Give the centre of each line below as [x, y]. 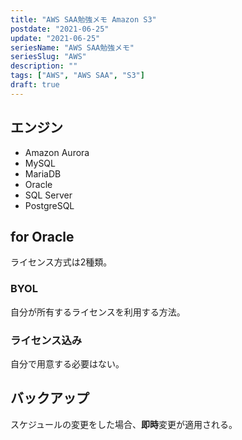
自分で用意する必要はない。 [67, 363]
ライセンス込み [46, 340]
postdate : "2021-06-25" [60, 29]
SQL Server [48, 195]
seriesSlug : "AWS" [48, 57]
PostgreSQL [49, 205]
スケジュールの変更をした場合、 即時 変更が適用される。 [124, 424]
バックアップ [50, 398]
